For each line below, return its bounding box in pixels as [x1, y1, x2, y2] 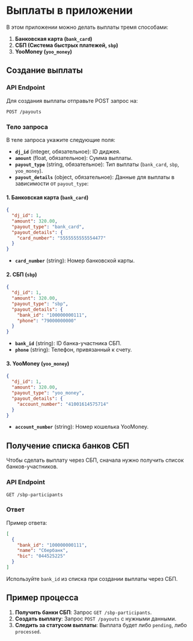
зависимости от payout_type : [14, 180, 89, 187]
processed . [14, 628, 41, 635]
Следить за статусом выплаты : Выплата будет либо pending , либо [14, 621, 188, 628]
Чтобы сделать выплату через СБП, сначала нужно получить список [6, 456, 184, 464]
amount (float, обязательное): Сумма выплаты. [14, 154, 133, 161]
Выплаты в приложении [6, 4, 133, 17]
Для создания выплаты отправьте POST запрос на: [6, 97, 138, 104]
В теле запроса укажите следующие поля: [6, 136, 115, 143]
